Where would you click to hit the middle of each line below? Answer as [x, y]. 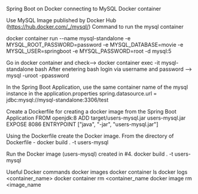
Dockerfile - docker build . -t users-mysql [57, 142]
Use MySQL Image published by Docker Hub [61, 20]
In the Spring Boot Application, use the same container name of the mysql [97, 87]
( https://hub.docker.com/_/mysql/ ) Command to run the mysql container [95, 27]
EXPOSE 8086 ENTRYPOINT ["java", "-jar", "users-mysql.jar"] [82, 124]
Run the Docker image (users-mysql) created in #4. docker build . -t [90, 154]
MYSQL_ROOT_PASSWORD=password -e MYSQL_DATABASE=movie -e [95, 45]
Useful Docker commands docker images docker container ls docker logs [97, 172]
